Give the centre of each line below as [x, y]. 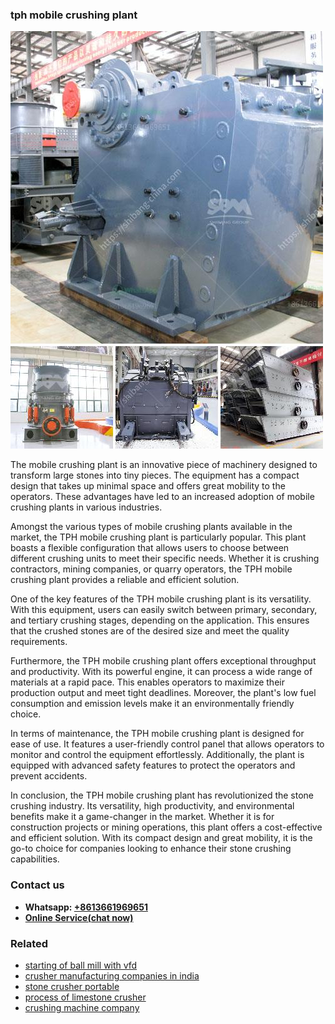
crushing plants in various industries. [86, 507]
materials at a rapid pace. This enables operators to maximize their [147, 682]
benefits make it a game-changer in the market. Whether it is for [142, 817]
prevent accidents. [49, 776]
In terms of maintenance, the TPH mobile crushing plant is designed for [157, 734]
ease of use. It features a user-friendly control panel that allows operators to [167, 744]
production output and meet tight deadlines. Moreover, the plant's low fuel [163, 693]
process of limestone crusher [85, 997]
